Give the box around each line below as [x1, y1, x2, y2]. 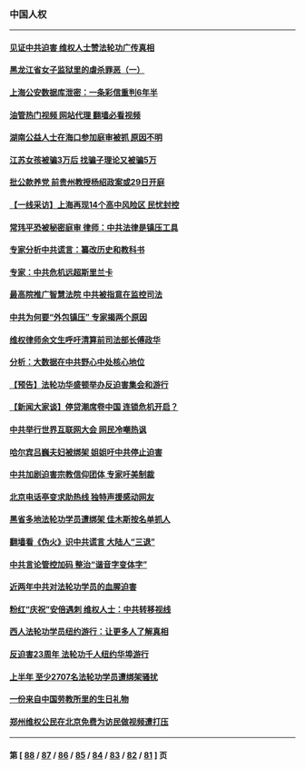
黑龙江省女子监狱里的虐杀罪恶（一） [9, 64, 145, 75]
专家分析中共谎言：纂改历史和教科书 [9, 244, 145, 255]
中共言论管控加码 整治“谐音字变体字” [9, 558, 148, 569]
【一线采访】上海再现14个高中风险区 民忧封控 [9, 200, 180, 211]
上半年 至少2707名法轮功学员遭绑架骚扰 [9, 671, 159, 682]
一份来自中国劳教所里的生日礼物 [9, 694, 129, 705]
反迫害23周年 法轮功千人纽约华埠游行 [9, 648, 150, 659]
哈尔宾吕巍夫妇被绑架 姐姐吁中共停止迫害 [9, 447, 163, 458]
